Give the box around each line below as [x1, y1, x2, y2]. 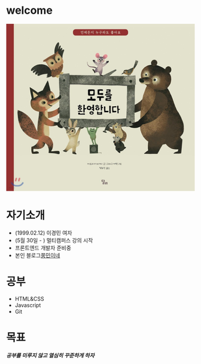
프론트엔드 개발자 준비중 [14, 244, 72, 252]
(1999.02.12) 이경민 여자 [14, 229, 72, 237]
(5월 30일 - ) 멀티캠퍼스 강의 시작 [14, 237, 93, 244]
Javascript [14, 302, 41, 309]
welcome [6, 4, 53, 17]
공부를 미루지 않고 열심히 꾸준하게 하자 [6, 352, 95, 359]
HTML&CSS [14, 295, 45, 303]
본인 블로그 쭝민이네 [14, 252, 60, 259]
